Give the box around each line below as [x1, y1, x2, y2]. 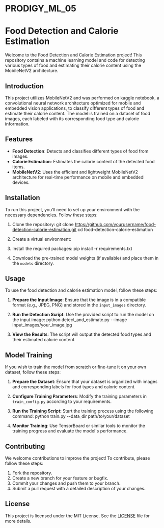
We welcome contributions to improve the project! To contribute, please [5, 455, 150, 461]
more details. [5, 518, 32, 524]
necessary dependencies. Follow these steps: [5, 212, 98, 218]
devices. [12, 179, 30, 185]
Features [5, 135, 33, 144]
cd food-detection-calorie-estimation [78, 226, 153, 232]
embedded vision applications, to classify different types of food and [5, 105, 145, 111]
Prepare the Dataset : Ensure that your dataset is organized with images [12, 378, 158, 385]
